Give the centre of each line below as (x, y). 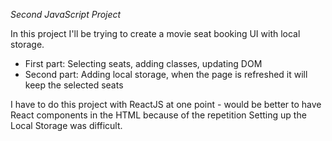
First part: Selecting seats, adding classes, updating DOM (143, 63)
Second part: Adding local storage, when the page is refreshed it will (166, 74)
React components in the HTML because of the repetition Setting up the (158, 115)
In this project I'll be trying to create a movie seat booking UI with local (155, 33)
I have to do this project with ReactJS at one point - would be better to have (166, 104)
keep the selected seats (74, 85)
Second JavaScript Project (66, 14)
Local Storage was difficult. (66, 125)
